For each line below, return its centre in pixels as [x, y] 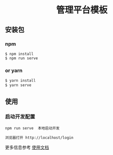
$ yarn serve [18, 85]
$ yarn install [20, 81]
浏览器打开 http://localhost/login [39, 137]
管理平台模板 [82, 10]
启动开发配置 [20, 117]
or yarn [14, 70]
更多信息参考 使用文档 [27, 147]
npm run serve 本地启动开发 [32, 128]
